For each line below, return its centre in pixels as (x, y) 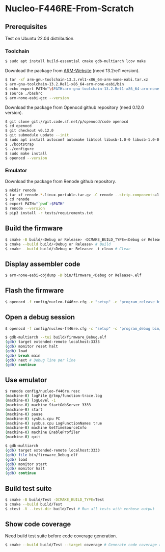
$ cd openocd (18, 126)
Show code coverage (38, 524)
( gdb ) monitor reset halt (31, 346)
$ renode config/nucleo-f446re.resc (42, 391)
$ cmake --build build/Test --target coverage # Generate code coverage (81, 545)
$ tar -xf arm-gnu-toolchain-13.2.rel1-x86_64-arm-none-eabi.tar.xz (77, 80)
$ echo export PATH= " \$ (29, 89)
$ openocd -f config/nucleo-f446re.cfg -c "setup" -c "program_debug (78, 329)
